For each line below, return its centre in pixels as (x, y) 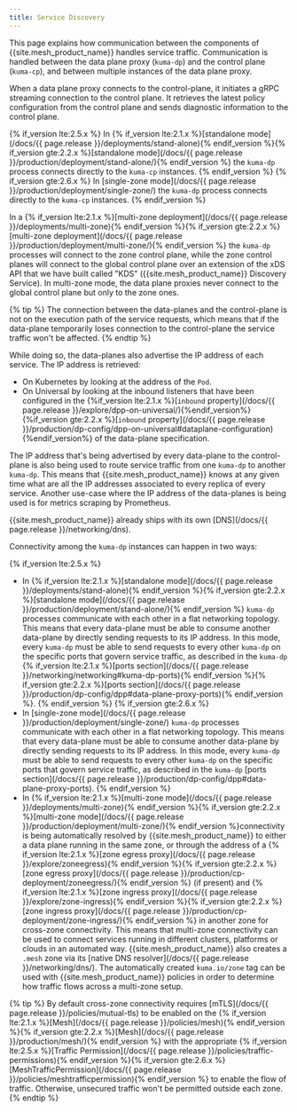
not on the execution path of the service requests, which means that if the (144, 319)
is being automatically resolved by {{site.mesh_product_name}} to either (154, 835)
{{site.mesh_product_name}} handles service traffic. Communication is (139, 52)
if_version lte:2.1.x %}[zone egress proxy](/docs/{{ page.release (138, 854)
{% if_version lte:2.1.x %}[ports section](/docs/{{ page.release (135, 666)
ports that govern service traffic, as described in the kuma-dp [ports (145, 769)
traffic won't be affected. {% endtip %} (80, 337)
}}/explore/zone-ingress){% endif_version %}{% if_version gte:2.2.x (146, 901)
